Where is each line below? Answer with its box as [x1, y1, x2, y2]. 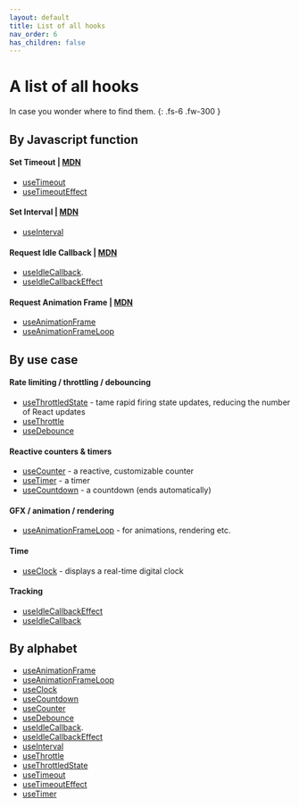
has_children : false [9, 38, 87, 47]
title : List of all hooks [9, 21, 105, 30]
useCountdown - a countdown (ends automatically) [21, 484, 212, 496]
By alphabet [9, 641, 78, 657]
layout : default [9, 13, 70, 22]
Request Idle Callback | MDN [9, 247, 118, 257]
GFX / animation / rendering [9, 505, 114, 516]
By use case [9, 352, 79, 367]
